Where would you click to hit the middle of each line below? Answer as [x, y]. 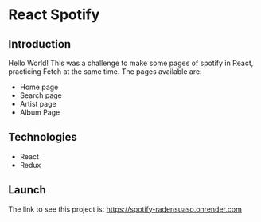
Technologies [43, 137]
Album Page [40, 112]
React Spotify [54, 15]
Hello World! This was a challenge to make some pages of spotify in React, [131, 63]
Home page [39, 87]
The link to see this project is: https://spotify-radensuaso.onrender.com [125, 209]
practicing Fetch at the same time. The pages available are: [105, 72]
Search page [41, 95]
